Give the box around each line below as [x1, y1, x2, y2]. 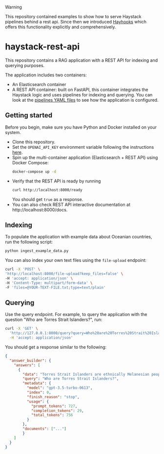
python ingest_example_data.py [5, 249, 69, 253]
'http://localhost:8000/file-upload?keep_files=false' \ [5, 272, 123, 276]
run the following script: [5, 239, 53, 245]
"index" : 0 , [26, 390, 51, 395]
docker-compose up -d [12, 169, 56, 174]
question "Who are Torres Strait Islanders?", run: [5, 317, 102, 322]
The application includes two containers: [5, 72, 87, 78]
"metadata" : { [22, 381, 51, 386]
